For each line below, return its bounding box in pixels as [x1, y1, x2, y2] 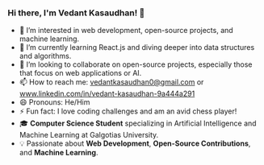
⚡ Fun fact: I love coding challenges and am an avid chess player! [19, 106, 237, 116]
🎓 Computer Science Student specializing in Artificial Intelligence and [19, 118, 257, 128]
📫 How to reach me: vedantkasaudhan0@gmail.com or [19, 77, 204, 87]
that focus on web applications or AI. [19, 68, 142, 78]
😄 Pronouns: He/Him [19, 97, 90, 107]
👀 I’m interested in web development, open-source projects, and [19, 26, 233, 35]
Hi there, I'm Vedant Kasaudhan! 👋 [7, 7, 145, 19]
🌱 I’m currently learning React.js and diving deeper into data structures [19, 43, 255, 52]
